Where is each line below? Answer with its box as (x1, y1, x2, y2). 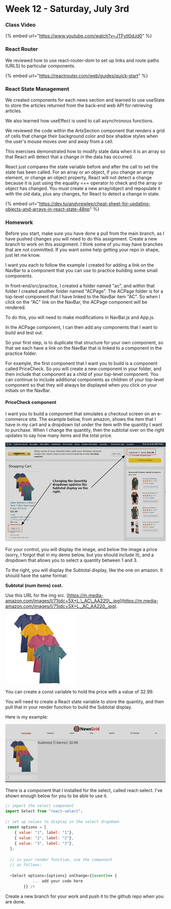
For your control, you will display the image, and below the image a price (5, 546, 158, 552)
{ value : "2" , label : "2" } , (14, 835, 74, 841)
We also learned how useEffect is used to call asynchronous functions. (5, 118, 154, 124)
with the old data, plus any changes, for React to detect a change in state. (5, 191, 160, 197)
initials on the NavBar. (5, 388, 51, 394)
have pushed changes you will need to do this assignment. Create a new (5, 236, 157, 242)
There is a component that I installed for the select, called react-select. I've (5, 787, 163, 793)
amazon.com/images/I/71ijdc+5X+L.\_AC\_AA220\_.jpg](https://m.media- (5, 597, 159, 604)
